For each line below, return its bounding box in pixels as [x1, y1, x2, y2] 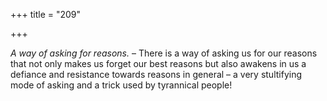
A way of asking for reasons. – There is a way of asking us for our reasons [10, 47, 318, 59]
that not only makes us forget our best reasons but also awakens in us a [10, 58, 307, 69]
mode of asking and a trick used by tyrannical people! [10, 79, 233, 91]
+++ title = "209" [10, 9, 82, 20]
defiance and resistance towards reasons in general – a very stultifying [10, 69, 302, 80]
